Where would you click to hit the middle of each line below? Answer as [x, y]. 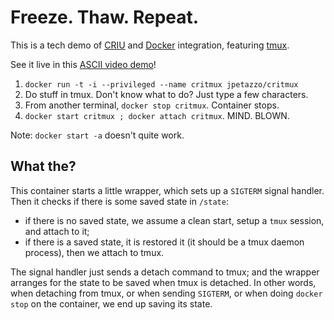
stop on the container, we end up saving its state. [111, 303]
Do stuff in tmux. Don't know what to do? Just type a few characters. [166, 94]
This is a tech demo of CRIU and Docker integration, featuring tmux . [150, 45]
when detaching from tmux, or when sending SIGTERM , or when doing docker [166, 293]
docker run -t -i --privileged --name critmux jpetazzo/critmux [161, 84]
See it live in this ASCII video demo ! [83, 64]
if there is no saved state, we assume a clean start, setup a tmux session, [174, 220]
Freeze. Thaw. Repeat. [105, 17]
